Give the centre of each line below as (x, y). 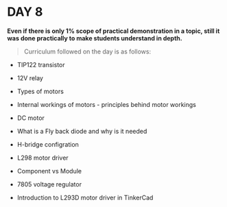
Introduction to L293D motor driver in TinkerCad (85, 197)
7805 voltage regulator (49, 184)
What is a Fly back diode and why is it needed (82, 131)
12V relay (30, 78)
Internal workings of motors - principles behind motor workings (107, 104)
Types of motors (40, 91)
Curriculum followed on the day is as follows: (87, 51)
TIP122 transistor (41, 64)
